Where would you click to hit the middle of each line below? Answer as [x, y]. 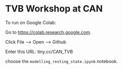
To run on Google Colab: [31, 22]
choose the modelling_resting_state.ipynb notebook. [61, 61]
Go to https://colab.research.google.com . [48, 32]
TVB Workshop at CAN [54, 9]
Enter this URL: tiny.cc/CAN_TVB [39, 51]
